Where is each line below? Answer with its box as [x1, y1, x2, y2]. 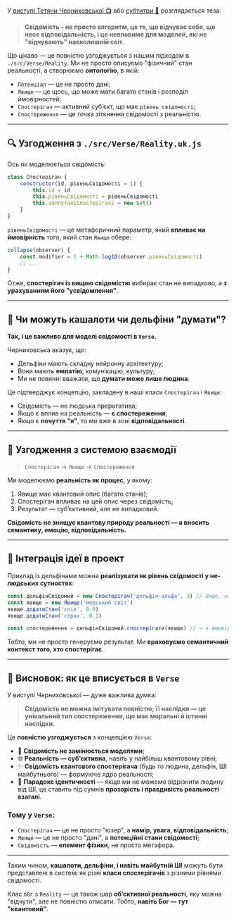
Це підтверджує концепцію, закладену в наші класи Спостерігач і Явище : [7, 388, 222, 396]
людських [7, 579, 39, 587]
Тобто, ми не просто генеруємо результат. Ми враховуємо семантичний [7, 637, 229, 646]
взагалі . [17, 792, 42, 801]
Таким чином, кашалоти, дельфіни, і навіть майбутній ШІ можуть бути [7, 861, 223, 870]
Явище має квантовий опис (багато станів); [17, 489, 148, 499]
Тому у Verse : [7, 810, 55, 820]
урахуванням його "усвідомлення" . [7, 287, 119, 295]
